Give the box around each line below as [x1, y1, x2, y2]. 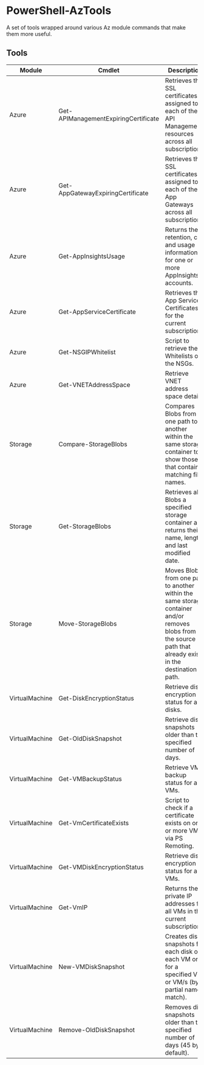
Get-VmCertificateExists [58, 819, 129, 827]
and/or [165, 612, 184, 620]
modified [165, 548, 191, 557]
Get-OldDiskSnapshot [58, 734, 123, 742]
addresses [165, 899, 195, 907]
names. [165, 478, 186, 486]
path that [165, 642, 191, 651]
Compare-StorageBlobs [58, 439, 127, 448]
